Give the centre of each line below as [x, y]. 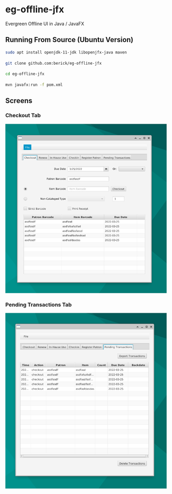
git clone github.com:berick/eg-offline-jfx [53, 63]
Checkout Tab [23, 116]
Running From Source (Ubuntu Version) [69, 40]
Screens [19, 101]
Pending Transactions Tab [39, 305]
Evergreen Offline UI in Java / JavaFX [45, 24]
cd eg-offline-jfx [25, 74]
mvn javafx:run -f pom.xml [34, 85]
